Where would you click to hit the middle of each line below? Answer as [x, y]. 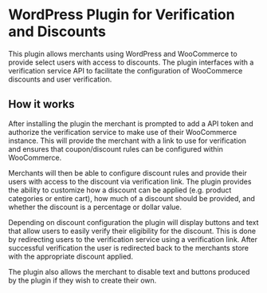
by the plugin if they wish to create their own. [82, 280]
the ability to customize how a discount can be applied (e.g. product [120, 190]
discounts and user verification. [60, 79]
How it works [41, 104]
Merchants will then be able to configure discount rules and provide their [128, 172]
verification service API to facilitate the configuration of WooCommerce [126, 70]
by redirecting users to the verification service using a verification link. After [133, 239]
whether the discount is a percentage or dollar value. [95, 207]
